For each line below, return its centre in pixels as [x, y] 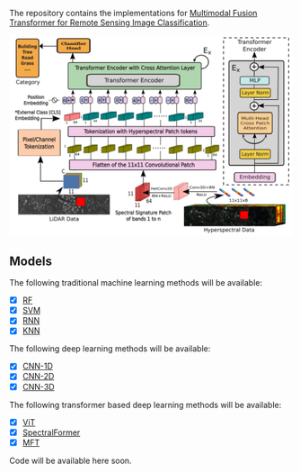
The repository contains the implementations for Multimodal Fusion [133, 13]
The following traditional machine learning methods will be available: [136, 283]
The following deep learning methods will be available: [110, 349]
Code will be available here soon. [71, 460]
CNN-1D [38, 366]
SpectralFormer [51, 432]
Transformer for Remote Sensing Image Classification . [110, 23]
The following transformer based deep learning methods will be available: [146, 405]
